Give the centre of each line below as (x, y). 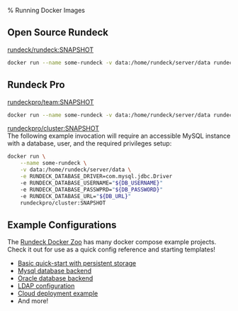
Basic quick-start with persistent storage (77, 263)
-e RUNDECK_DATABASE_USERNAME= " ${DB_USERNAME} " (91, 183)
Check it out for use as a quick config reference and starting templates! (112, 250)
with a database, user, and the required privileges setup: (90, 143)
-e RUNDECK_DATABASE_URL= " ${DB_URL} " (76, 196)
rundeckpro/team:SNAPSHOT (51, 102)
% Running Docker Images (46, 10)
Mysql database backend (55, 271)
